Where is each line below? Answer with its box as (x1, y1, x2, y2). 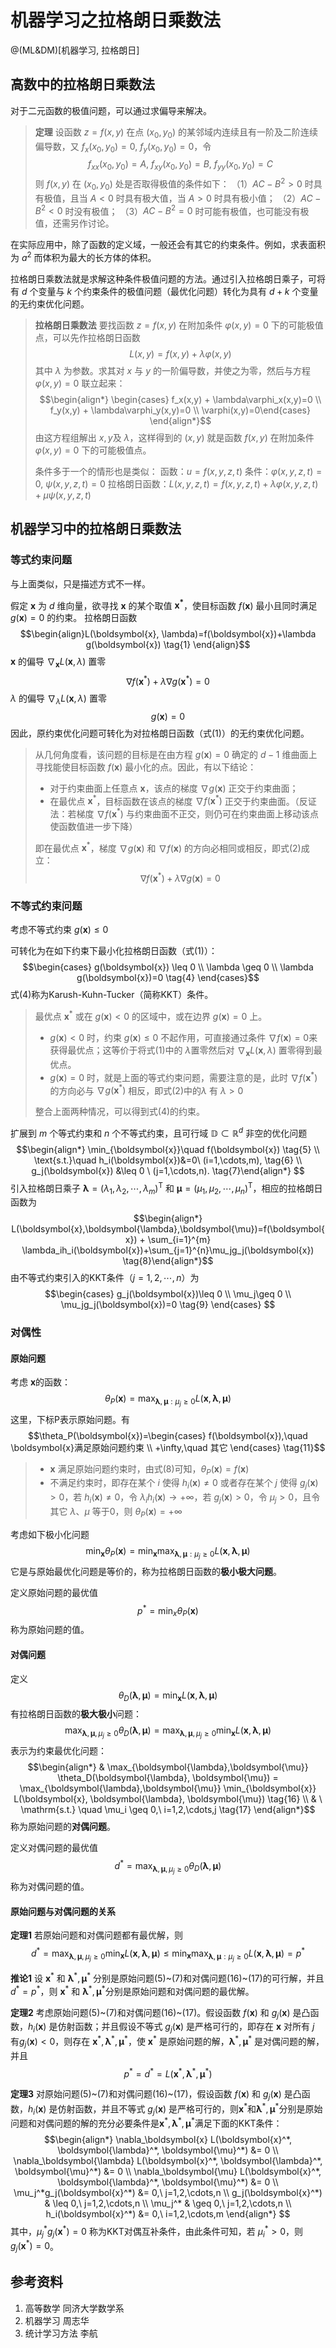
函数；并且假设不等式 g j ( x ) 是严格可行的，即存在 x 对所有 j (74, 2021, 315, 2035)
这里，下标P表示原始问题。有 (10, 1413, 130, 1425)
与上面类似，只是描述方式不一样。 (10, 577, 151, 590)
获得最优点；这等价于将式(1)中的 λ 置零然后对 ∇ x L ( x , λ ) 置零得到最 (49, 1044, 323, 1058)
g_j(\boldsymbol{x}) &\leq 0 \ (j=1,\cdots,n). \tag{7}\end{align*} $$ (31, 1164, 305, 1176)
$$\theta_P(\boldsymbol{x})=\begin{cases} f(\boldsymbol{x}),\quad (28, 1429, 308, 1441)
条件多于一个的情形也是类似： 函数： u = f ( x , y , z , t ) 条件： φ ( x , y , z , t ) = (34, 465, 323, 477)
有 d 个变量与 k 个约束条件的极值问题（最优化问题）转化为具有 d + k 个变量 (10, 285, 319, 297)
